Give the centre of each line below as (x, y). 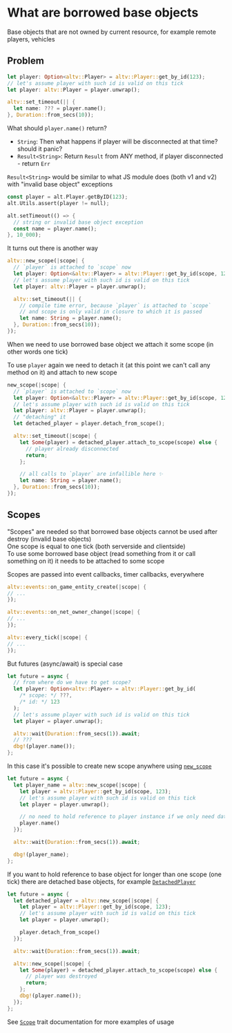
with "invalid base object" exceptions (60, 184)
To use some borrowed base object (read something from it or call (101, 553)
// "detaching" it (40, 417)
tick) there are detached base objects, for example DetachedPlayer (101, 881)
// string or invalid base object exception (78, 222)
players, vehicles (31, 39)
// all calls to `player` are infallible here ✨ (91, 474)
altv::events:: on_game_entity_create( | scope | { (77, 587)
